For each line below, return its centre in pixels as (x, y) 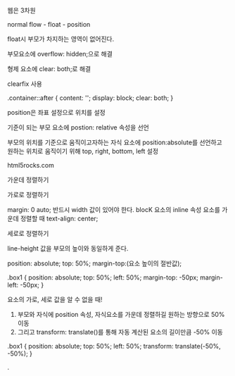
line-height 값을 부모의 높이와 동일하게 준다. (68, 248)
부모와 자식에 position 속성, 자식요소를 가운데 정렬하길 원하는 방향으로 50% (121, 314)
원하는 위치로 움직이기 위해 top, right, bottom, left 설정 (83, 151)
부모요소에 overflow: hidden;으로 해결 (60, 54)
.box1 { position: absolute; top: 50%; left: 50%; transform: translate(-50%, (114, 346)
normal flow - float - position (49, 24)
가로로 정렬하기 (28, 195)
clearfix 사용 (25, 84)
